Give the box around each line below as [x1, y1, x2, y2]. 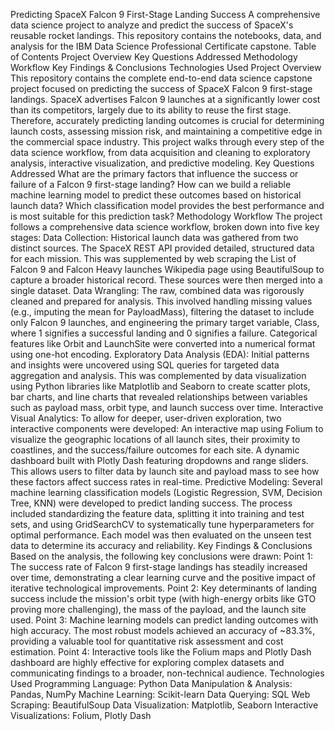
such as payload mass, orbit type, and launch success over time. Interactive [10, 402, 324, 413]
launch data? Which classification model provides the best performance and [10, 200, 325, 211]
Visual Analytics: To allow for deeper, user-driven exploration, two [10, 412, 282, 424]
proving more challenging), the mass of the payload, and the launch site [10, 604, 307, 615]
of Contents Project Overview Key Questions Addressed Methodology [10, 51, 298, 63]
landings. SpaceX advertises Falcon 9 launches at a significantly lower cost [10, 94, 321, 105]
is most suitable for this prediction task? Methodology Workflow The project [10, 210, 323, 222]
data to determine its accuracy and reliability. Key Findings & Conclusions [10, 540, 313, 551]
